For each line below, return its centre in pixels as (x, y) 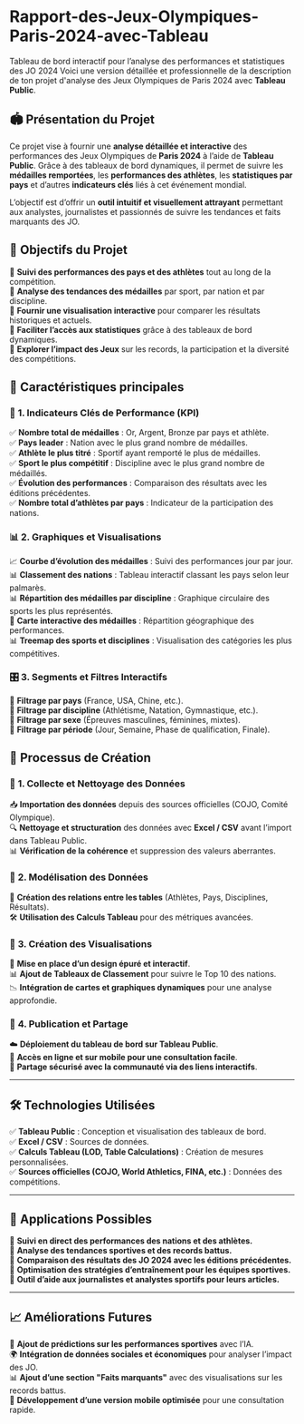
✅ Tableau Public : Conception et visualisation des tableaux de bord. (138, 1132)
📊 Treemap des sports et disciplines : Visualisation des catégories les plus (151, 640)
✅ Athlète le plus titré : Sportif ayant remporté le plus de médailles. (135, 453)
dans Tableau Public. (48, 840)
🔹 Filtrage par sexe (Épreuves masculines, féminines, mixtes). (125, 719)
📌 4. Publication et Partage (69, 1024)
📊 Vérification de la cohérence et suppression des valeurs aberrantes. (142, 851)
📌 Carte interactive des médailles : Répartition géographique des (132, 620)
